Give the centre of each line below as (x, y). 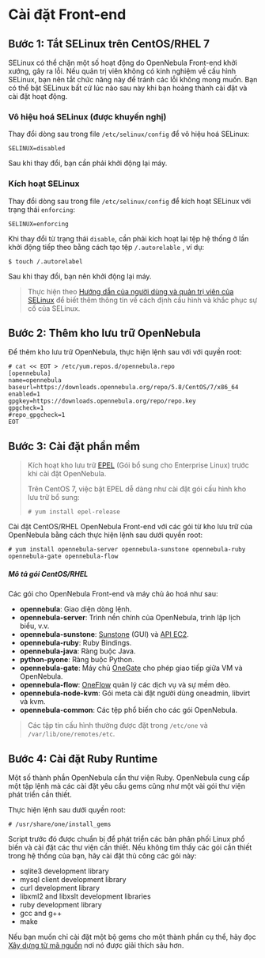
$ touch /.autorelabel (45, 261)
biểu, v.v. (34, 626)
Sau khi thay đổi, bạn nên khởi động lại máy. (80, 276)
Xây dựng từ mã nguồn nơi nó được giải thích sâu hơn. (96, 945)
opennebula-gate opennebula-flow (63, 557)
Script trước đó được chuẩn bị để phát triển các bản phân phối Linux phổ (127, 839)
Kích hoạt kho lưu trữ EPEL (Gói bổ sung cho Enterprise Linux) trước (138, 465)
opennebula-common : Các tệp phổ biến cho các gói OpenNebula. (129, 710)
